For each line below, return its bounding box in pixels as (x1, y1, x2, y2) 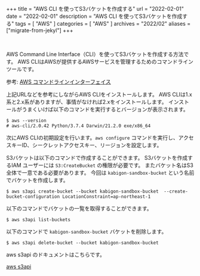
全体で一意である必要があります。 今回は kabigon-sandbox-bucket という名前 (6, 169, 195, 176)
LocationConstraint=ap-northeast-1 (62, 194, 151, 200)
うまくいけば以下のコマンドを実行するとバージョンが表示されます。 (21, 106, 189, 113)
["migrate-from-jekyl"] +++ (6, 27, 73, 34)
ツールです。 (6, 66, 38, 73)
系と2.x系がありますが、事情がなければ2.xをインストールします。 (6, 98, 167, 106)
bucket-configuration (6, 194, 60, 200)
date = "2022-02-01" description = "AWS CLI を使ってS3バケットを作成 (6, 13, 183, 20)
